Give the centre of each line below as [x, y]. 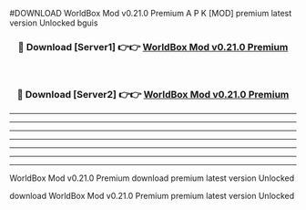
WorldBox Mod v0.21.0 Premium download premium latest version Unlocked [152, 178]
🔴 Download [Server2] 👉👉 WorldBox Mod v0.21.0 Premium [153, 95]
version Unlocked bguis [54, 23]
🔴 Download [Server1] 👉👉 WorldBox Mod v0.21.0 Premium [153, 47]
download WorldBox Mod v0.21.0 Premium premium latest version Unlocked [152, 195]
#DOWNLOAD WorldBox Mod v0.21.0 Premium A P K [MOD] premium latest [151, 13]
